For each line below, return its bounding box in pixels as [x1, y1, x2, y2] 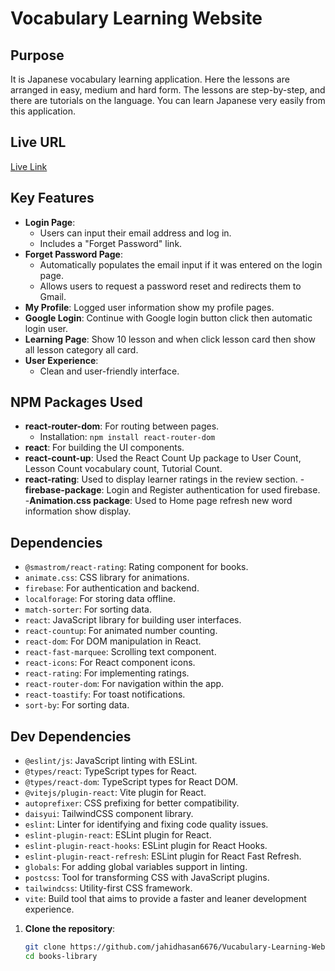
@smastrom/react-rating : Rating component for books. [24, 561, 249, 573]
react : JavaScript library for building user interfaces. [24, 614, 242, 626]
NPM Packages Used [10, 394, 143, 411]
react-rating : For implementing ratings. [24, 667, 190, 679]
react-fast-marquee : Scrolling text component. [24, 646, 217, 658]
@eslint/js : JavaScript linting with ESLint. [24, 755, 198, 767]
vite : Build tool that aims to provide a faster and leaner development [24, 893, 307, 905]
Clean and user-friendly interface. [39, 365, 180, 377]
